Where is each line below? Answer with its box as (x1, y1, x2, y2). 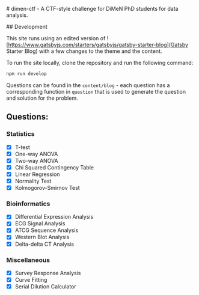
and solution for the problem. (6, 94, 78, 102)
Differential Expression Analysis (14, 213, 94, 220)
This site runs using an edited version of (6, 35, 106, 41)
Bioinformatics (6, 199, 51, 208)
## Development (6, 23, 48, 30)
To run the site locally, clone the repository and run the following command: (6, 59, 194, 66)
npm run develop (6, 71, 47, 77)
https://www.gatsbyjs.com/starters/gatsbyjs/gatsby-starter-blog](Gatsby (8, 41, 188, 48)
